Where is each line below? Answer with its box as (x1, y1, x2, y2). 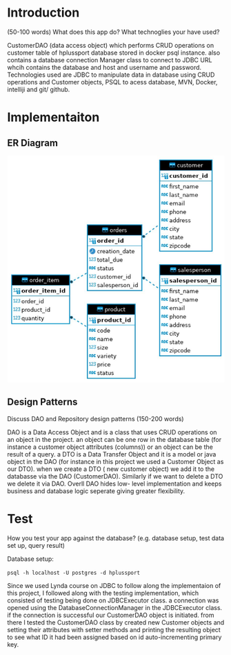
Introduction (7, 5, 80, 21)
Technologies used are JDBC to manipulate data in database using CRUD (7, 71, 215, 79)
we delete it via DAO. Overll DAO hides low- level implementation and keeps (7, 479, 222, 488)
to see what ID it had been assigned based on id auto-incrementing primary (7, 633, 222, 641)
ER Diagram (7, 137, 59, 149)
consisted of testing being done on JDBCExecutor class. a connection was (7, 596, 219, 605)
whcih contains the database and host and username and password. (7, 63, 202, 71)
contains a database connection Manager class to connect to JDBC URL (7, 55, 212, 64)
